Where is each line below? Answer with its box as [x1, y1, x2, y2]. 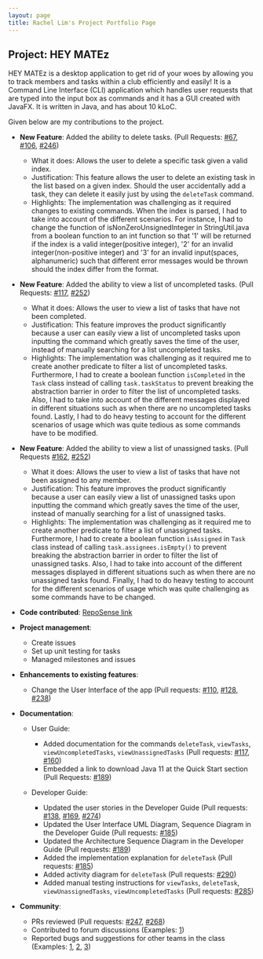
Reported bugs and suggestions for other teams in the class [31, 934, 225, 943]
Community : [19, 902, 61, 911]
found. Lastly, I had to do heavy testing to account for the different [31, 412, 246, 421]
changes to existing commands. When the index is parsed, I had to [31, 206, 247, 216]
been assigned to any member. [31, 476, 132, 485]
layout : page [8, 11, 51, 20]
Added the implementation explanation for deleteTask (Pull [42, 853, 233, 862]
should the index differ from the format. [31, 265, 159, 274]
